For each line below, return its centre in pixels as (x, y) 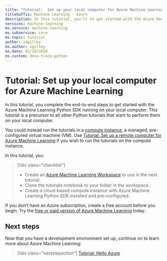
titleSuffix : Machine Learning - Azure (46, 14)
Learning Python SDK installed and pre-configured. (77, 196)
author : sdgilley (23, 42)
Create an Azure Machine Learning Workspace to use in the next (91, 175)
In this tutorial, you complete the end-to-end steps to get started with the (80, 105)
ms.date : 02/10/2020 (27, 51)
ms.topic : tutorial (25, 38)
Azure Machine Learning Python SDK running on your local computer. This (82, 110)
